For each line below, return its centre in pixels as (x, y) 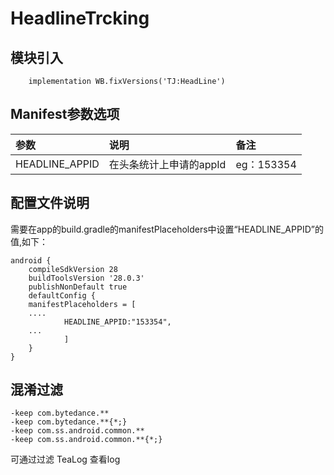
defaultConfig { (62, 295)
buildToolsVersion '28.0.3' (86, 278)
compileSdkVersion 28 (73, 269)
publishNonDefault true (78, 287)
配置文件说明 (50, 203)
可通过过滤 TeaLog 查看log (65, 459)
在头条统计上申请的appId (167, 164)
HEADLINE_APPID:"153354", (117, 322)
